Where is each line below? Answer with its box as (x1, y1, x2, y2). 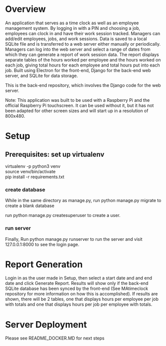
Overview (5, 3, 46, 15)
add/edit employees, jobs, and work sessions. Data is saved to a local (5, 36, 147, 42)
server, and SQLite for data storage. (5, 72, 78, 78)
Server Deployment (5, 319, 87, 330)
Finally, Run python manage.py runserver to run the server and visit (5, 236, 143, 242)
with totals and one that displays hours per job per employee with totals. (5, 301, 153, 307)
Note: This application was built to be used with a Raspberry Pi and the (5, 97, 150, 103)
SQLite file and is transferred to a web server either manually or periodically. (5, 41, 161, 47)
